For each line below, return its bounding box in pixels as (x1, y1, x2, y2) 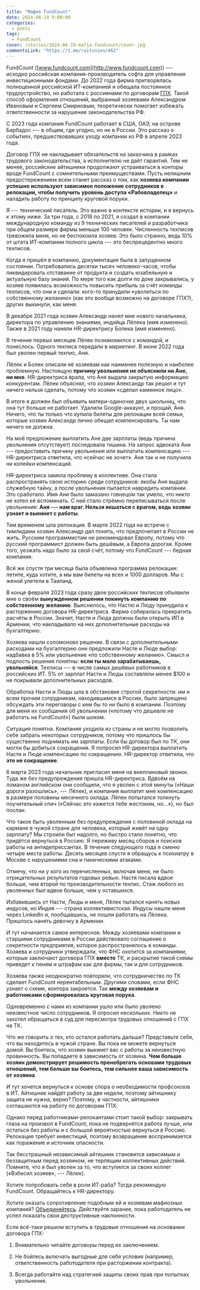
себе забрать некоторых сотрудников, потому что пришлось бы (6, 731, 171, 738)
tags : (6, 31, 20, 37)
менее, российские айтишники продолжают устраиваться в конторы (6, 163, 183, 170)
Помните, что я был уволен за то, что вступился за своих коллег (6, 1163, 171, 1171)
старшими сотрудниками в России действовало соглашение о (6, 935, 167, 942)
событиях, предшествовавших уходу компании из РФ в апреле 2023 (6, 133, 182, 140)
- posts (11, 25, 31, 32)
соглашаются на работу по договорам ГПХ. (6, 1102, 118, 1109)
